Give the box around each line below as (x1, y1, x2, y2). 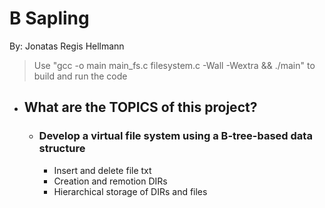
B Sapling (9, 7, 90, 30)
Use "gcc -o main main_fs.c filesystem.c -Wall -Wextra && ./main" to (33, 59, 316, 71)
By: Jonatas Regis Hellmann (9, 40, 125, 52)
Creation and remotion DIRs (53, 175, 168, 187)
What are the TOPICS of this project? (23, 99, 258, 116)
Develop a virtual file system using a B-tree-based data (38, 129, 313, 143)
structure (38, 142, 86, 156)
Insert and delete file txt (53, 164, 152, 176)
